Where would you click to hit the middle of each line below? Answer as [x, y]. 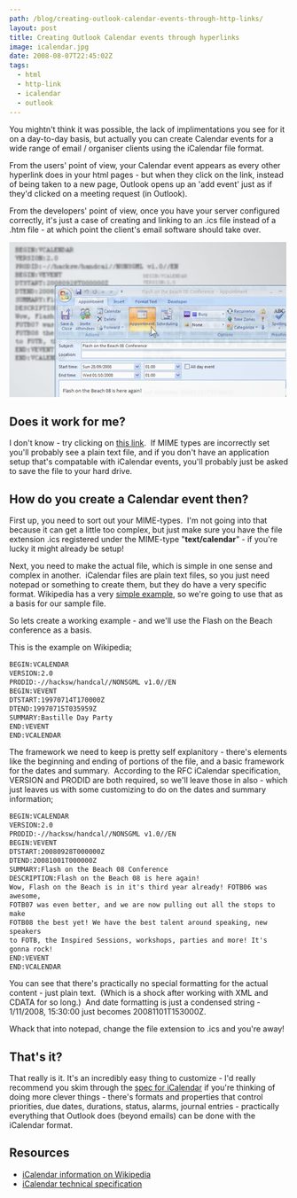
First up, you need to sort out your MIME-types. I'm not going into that [138, 521]
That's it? [36, 1057]
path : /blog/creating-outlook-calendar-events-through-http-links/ [137, 19]
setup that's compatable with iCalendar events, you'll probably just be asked [149, 462]
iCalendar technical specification [82, 1184]
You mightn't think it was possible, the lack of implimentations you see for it [147, 129]
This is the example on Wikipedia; [71, 648]
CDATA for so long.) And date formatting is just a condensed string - [135, 1002]
